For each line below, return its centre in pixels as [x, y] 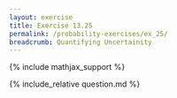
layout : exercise [41, 17]
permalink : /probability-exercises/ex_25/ [88, 34]
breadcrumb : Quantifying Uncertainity [81, 42]
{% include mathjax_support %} [67, 67]
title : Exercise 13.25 [51, 26]
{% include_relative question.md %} [75, 84]
